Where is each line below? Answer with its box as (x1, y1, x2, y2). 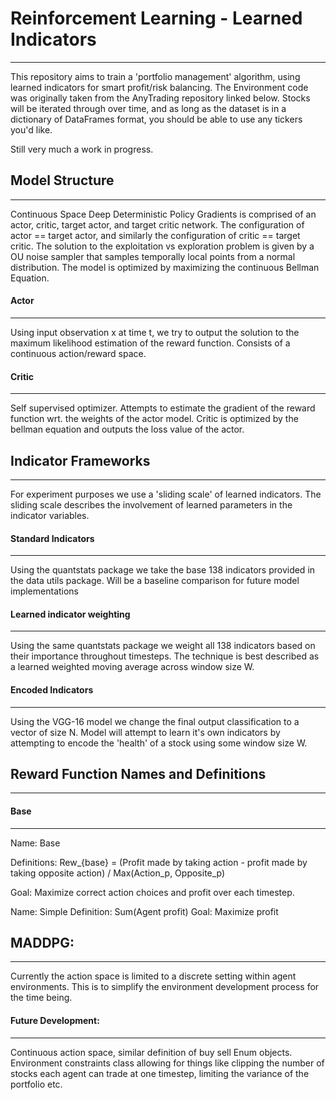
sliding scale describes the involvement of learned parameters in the (10, 498, 293, 511)
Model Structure (10, 172, 115, 189)
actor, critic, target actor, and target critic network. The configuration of (10, 218, 305, 231)
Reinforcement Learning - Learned (10, 7, 303, 30)
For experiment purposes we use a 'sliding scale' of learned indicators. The (10, 488, 322, 500)
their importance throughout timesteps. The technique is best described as (10, 650, 320, 662)
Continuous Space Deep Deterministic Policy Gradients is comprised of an (10, 208, 317, 220)
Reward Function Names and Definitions (10, 765, 267, 782)
